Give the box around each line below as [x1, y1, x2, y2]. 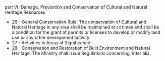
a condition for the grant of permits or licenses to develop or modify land [11, 30, 161, 35]
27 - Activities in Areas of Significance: [11, 40, 92, 46]
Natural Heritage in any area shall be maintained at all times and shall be [11, 24, 160, 30]
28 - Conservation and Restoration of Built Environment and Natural [11, 45, 150, 51]
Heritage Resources [4, 9, 46, 15]
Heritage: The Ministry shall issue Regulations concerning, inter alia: [11, 50, 151, 56]
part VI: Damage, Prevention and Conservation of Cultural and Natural [4, 4, 147, 10]
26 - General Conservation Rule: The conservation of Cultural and [11, 19, 147, 25]
